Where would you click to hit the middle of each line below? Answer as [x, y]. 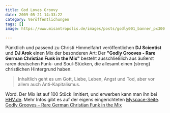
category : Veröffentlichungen [37, 19]
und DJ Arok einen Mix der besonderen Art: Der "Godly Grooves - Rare [80, 53]
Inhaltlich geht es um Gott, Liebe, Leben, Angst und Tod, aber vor [86, 79]
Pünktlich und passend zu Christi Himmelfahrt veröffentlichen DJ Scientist [83, 48]
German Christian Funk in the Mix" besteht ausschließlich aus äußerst [80, 58]
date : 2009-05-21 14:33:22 [34, 15]
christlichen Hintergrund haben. [39, 69]
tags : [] [15, 24]
